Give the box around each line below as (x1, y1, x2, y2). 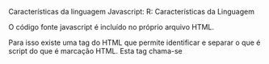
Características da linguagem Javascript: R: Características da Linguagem (8, 7, 254, 16)
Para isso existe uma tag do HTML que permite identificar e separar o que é (8, 38, 261, 47)
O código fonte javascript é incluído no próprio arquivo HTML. (8, 22, 215, 31)
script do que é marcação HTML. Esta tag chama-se (8, 46, 183, 55)
